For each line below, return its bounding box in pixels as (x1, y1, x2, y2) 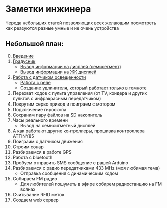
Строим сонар (12, 144, 44, 150)
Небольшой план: (5, 40, 64, 48)
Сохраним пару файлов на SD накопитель (12, 112, 103, 118)
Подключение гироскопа (12, 106, 67, 112)
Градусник (12, 58, 36, 64)
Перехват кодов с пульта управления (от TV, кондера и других (12, 90, 147, 96)
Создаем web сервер (12, 197, 59, 203)
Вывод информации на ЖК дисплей (20, 69, 97, 75)
